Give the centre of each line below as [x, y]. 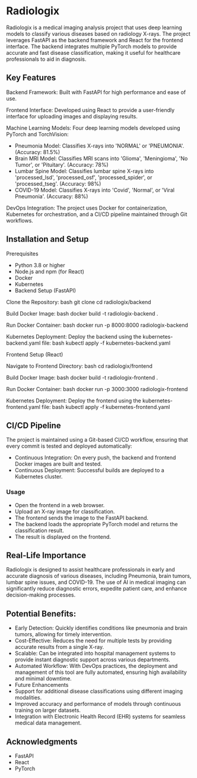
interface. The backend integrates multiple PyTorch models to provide [91, 46]
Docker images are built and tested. [58, 464]
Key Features [31, 78]
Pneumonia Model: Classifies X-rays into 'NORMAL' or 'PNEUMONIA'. [99, 146]
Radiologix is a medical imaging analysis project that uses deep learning [94, 27]
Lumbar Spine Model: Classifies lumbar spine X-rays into [84, 171]
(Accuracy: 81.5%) [37, 152]
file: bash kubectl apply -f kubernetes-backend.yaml [106, 343]
